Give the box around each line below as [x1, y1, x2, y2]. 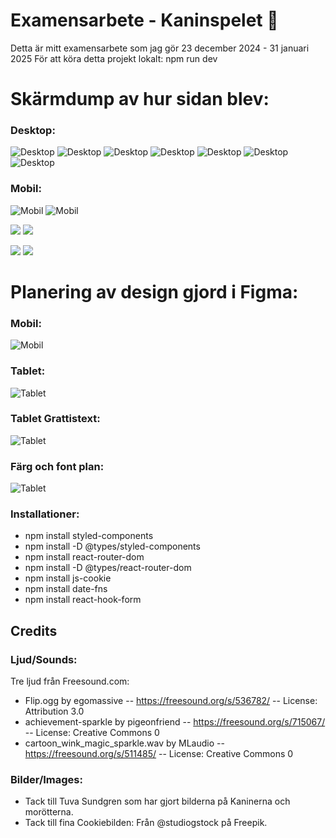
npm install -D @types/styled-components [24, 540, 201, 553]
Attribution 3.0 [24, 705, 85, 718]
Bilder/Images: [10, 773, 83, 786]
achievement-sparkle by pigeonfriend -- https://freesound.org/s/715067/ [24, 716, 326, 728]
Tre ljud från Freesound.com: [10, 675, 130, 688]
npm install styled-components [24, 530, 154, 542]
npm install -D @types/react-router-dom [24, 562, 192, 574]
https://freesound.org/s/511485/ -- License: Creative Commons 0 [24, 748, 294, 760]
